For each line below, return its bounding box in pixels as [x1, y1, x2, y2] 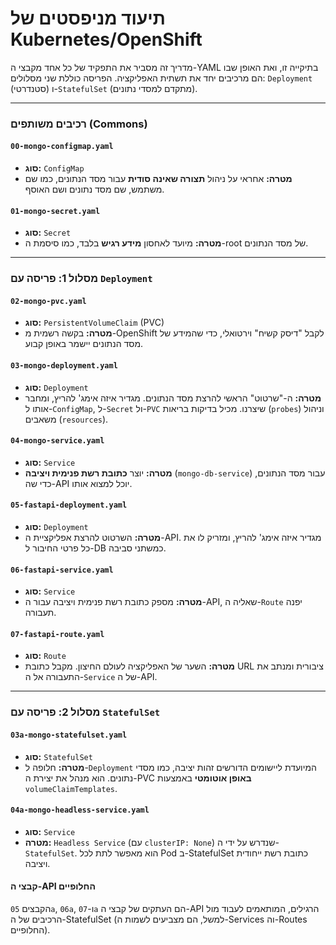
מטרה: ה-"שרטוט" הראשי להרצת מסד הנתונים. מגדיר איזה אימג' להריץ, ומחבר [24, 392, 322, 404]
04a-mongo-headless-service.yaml [10, 805, 150, 816]
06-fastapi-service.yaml [10, 565, 114, 575]
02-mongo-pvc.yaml [10, 296, 87, 306]
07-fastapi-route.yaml [10, 629, 105, 639]
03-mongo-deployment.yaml [10, 360, 118, 371]
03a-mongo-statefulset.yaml [10, 730, 128, 740]
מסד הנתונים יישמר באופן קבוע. [24, 338, 144, 350]
